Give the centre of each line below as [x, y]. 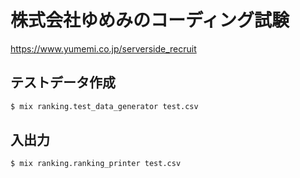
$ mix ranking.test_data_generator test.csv [104, 106]
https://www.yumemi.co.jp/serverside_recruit [103, 48]
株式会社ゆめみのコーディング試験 [150, 20]
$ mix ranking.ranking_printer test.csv [96, 164]
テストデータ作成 [63, 82]
